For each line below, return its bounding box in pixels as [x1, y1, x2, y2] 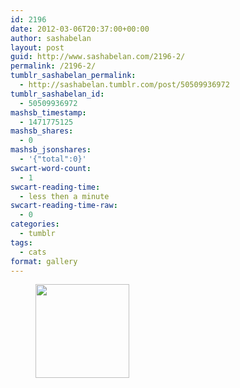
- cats [19, 247, 47, 257]
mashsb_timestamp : [10, 107, 87, 118]
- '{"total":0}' [19, 154, 87, 164]
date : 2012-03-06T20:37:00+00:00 [10, 24, 150, 34]
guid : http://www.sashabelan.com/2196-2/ [10, 52, 186, 62]
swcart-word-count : [10, 163, 92, 173]
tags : [10, 237, 33, 248]
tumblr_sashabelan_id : [10, 89, 105, 99]
